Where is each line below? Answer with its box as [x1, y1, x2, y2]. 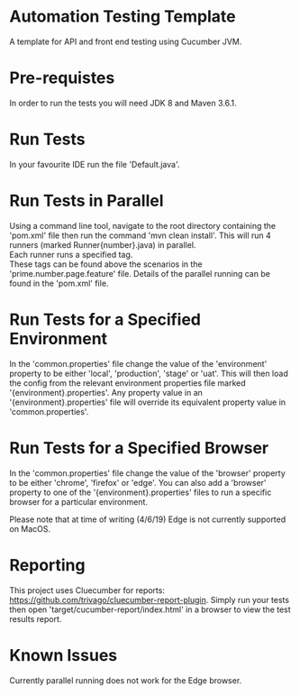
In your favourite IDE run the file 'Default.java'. [9, 159, 180, 169]
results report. [9, 613, 62, 624]
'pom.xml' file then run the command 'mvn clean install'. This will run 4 [9, 230, 272, 241]
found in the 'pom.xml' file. [9, 278, 109, 288]
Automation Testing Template [9, 6, 236, 27]
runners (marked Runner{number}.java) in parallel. [9, 239, 196, 250]
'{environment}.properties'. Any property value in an [9, 387, 203, 398]
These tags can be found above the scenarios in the [9, 259, 203, 270]
